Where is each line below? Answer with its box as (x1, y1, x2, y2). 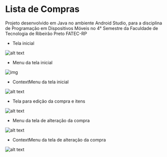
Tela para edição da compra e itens (12, 98, 85, 104)
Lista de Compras (5, 3, 80, 15)
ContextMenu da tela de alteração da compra (12, 137, 106, 143)
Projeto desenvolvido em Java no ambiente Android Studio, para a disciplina (5, 20, 162, 26)
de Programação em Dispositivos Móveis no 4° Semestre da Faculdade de (5, 25, 158, 31)
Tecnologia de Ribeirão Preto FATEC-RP (5, 30, 87, 36)
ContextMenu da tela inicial (12, 79, 69, 85)
